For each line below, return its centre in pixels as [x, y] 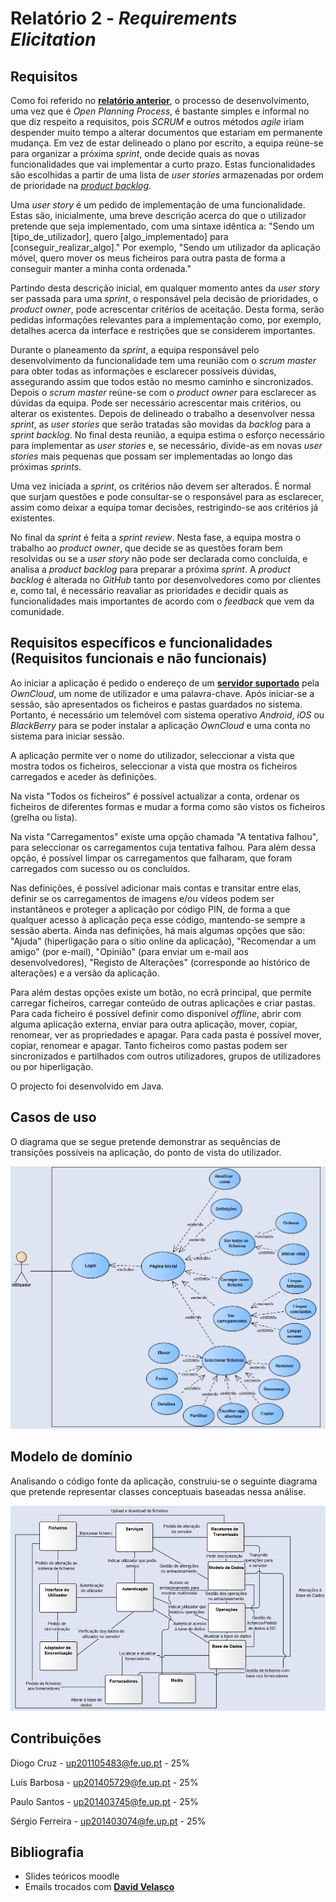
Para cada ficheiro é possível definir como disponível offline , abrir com [156, 1013]
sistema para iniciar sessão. [67, 736]
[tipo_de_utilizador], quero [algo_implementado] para [119, 236]
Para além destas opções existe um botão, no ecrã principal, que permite [161, 992]
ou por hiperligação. [52, 1066]
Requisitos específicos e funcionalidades [141, 643]
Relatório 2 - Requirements [124, 18]
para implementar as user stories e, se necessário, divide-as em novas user [166, 445]
